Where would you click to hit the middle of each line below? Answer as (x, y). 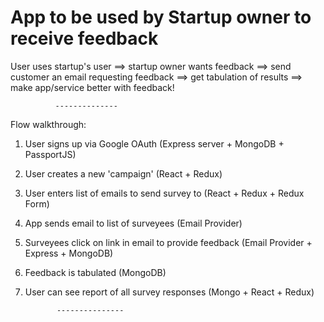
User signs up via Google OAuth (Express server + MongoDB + (154, 143)
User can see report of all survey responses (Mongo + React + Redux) (169, 292)
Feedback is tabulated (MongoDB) (95, 272)
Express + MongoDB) (69, 253)
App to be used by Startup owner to (161, 17)
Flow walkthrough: (48, 124)
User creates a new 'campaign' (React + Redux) (123, 173)
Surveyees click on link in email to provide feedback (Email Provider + (168, 242)
